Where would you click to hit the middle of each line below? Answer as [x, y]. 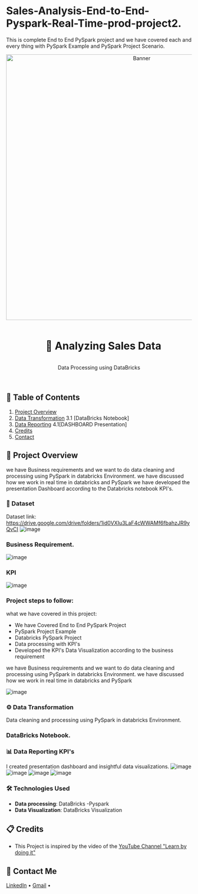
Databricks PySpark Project [48, 637]
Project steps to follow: [40, 601]
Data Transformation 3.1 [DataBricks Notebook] [72, 418]
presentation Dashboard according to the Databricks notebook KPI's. [90, 488]
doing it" [25, 853]
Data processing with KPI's [47, 644]
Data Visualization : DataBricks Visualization [68, 810]
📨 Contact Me [32, 871]
